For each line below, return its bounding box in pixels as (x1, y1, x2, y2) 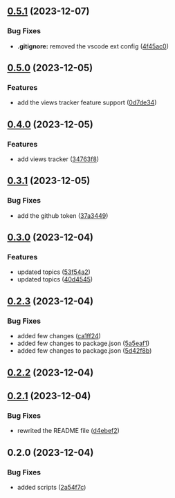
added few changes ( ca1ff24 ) (17, 332, 102, 340)
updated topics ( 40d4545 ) (17, 275, 93, 284)
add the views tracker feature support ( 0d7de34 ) (17, 98, 157, 107)
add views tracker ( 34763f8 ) (17, 155, 99, 163)
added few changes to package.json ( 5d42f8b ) (17, 347, 152, 355)
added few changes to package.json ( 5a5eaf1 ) (17, 339, 150, 348)
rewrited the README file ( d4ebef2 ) (17, 427, 120, 435)
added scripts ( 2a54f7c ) (17, 483, 86, 491)
